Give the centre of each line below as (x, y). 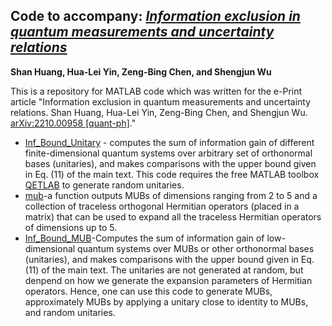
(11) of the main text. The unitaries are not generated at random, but (164, 270)
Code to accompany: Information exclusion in (155, 16)
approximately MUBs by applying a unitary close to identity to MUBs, (166, 301)
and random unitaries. (70, 312)
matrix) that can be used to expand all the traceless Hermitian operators (173, 216)
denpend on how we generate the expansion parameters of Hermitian (168, 280)
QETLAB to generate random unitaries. (104, 185)
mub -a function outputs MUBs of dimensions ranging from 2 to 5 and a (171, 195)
